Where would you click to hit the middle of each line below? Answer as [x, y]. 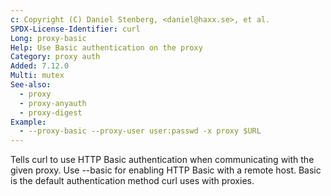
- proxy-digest [51, 112]
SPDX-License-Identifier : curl [75, 29]
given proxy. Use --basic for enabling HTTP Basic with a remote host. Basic [166, 170]
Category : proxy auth [55, 57]
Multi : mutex [37, 76]
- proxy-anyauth [53, 103]
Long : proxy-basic [48, 38]
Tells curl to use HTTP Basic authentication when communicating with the [162, 160]
